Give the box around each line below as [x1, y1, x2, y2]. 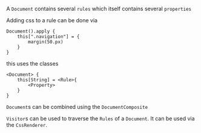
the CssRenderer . [6, 122, 47, 128]
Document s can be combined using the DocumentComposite [6, 104, 148, 110]
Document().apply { [6, 28, 56, 34]
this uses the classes [6, 60, 59, 67]
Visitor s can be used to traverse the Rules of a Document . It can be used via [6, 115, 195, 122]
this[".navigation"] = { [17, 34, 80, 40]
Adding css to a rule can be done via [6, 17, 98, 23]
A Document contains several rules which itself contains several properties [6, 5, 192, 12]
